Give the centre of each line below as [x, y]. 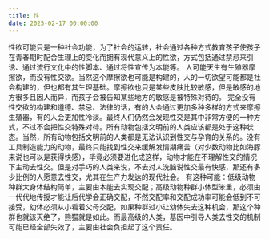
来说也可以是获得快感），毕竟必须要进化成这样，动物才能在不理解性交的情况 [133, 157]
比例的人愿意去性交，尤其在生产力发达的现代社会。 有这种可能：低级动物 [135, 177]
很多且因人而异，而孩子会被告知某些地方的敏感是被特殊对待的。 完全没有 [135, 97]
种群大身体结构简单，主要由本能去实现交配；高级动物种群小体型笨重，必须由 [134, 187]
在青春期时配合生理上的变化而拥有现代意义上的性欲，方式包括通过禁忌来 [127, 57]
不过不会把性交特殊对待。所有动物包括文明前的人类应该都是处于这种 [134, 127]
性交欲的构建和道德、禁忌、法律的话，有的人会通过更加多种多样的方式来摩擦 [134, 107]
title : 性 [24, 16]
